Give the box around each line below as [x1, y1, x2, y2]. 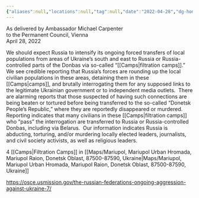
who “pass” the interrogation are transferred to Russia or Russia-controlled [6, 118, 189, 125]
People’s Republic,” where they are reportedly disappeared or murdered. [6, 105, 183, 112]
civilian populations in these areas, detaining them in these [6, 74, 149, 81]
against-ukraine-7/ [6, 184, 52, 192]
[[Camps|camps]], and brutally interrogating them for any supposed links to [6, 80, 191, 87]
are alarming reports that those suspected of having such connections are [6, 93, 187, 100]
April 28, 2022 [6, 37, 41, 44]
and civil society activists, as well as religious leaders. [6, 137, 138, 144]
